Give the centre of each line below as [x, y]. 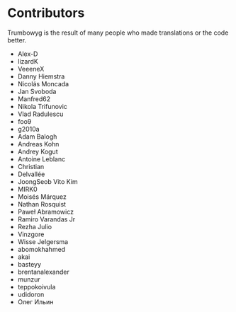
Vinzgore [31, 234]
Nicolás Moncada [43, 83]
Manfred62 [34, 99]
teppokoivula [36, 287]
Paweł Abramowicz [46, 212]
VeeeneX [31, 69]
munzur [29, 279]
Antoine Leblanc [41, 159]
